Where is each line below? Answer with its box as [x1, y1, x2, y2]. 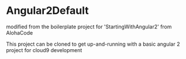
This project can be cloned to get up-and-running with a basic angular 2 [6, 40, 180, 47]
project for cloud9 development [6, 46, 82, 53]
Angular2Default [6, 4, 89, 17]
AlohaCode [6, 29, 33, 36]
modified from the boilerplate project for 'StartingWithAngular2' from [6, 23, 172, 30]
